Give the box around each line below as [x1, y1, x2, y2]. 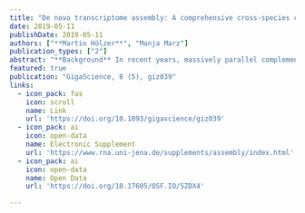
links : [9, 81, 34, 90]
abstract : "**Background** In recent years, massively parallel [9, 55, 258, 64]
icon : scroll [25, 97, 75, 107]
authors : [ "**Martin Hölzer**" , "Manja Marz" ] [9, 38, 189, 48]
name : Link [25, 106, 67, 115]
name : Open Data [25, 173, 88, 182]
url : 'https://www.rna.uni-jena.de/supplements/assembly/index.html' [25, 148, 295, 157]
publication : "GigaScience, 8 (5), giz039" [9, 73, 177, 82]
